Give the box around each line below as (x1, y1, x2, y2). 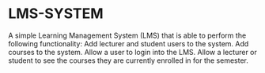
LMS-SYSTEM (8, 5, 104, 23)
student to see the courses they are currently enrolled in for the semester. (8, 56, 249, 65)
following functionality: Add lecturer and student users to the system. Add (8, 38, 249, 48)
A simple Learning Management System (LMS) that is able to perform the (8, 31, 247, 40)
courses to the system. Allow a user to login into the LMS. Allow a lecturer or (8, 47, 257, 57)
